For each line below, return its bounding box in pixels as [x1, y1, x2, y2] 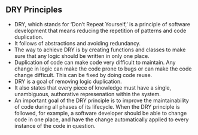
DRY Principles [5, 5, 62, 15]
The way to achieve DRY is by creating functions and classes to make [14, 46, 186, 53]
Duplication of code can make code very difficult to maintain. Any [14, 59, 176, 66]
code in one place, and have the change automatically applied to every [14, 116, 189, 123]
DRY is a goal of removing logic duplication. [14, 78, 122, 85]
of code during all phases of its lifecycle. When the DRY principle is [14, 103, 180, 110]
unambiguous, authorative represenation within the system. [14, 90, 161, 97]
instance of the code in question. [14, 122, 96, 129]
